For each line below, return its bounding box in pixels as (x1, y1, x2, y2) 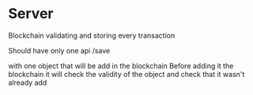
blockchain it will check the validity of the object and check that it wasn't (8, 69, 245, 79)
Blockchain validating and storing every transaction (8, 31, 176, 40)
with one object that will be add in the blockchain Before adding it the (8, 60, 234, 71)
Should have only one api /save (8, 46, 111, 55)
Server (8, 5, 54, 23)
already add (8, 78, 47, 87)
